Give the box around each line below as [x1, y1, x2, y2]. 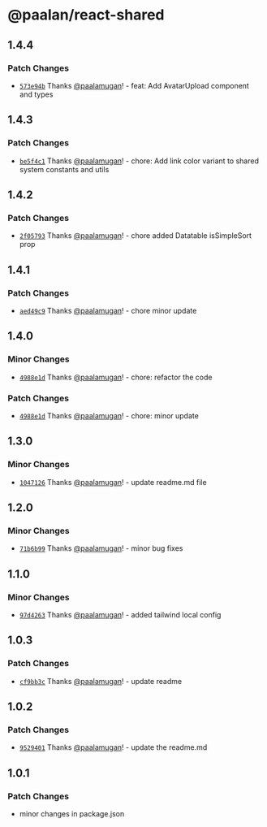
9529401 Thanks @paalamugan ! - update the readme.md [19, 743, 208, 752]
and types [19, 89, 54, 99]
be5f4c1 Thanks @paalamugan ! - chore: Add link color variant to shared [19, 156, 259, 166]
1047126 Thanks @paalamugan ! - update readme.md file [19, 477, 208, 487]
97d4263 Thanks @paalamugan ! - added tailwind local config [19, 609, 222, 619]
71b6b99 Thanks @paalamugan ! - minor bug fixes [19, 543, 183, 553]
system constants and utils [19, 164, 110, 174]
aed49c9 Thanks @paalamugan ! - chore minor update [19, 305, 197, 315]
